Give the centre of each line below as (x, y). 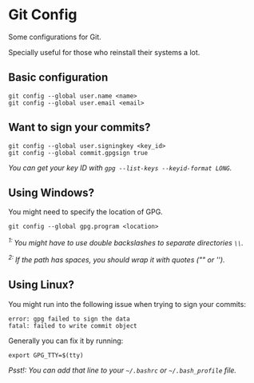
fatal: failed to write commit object (73, 325)
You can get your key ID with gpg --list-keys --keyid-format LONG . (120, 168)
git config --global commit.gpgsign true (78, 153)
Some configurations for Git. (55, 37)
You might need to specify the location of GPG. (86, 212)
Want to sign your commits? (79, 128)
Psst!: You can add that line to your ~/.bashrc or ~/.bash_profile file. (123, 370)
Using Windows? (51, 192)
